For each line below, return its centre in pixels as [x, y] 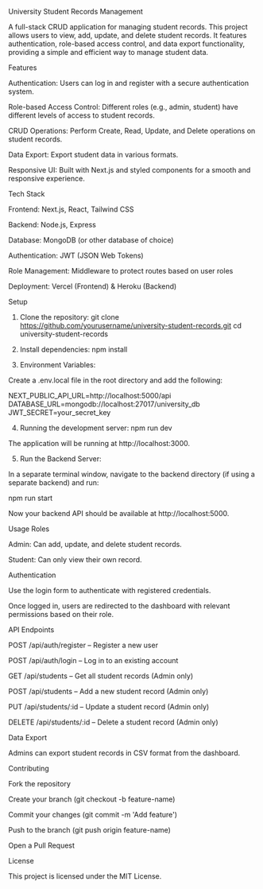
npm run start [31, 498]
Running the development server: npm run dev [96, 428]
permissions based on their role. [61, 614]
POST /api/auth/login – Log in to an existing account [93, 660]
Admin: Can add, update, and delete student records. [95, 544]
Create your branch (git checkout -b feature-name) [92, 799]
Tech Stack [27, 194]
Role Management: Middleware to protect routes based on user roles [121, 271]
